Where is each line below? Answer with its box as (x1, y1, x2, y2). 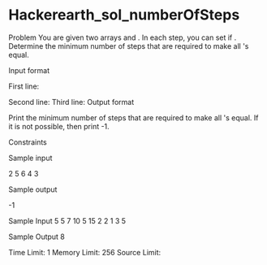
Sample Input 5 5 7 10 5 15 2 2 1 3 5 (8, 215, 127, 225)
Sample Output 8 (8, 232, 65, 241)
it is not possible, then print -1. (8, 121, 110, 131)
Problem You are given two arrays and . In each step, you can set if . (8, 33, 237, 42)
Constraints (8, 137, 47, 147)
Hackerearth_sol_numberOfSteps (8, 6, 240, 24)
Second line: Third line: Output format (8, 97, 135, 106)
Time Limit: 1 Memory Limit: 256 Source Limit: (8, 247, 161, 257)
